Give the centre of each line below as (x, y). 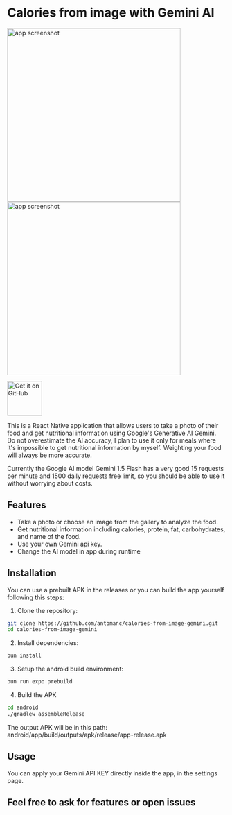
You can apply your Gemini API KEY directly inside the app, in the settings (113, 773)
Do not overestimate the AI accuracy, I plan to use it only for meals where (111, 440)
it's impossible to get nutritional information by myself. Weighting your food (114, 447)
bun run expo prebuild (40, 682)
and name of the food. (49, 536)
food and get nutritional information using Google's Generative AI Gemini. (112, 433)
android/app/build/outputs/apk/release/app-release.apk (87, 735)
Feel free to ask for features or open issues (101, 803)
